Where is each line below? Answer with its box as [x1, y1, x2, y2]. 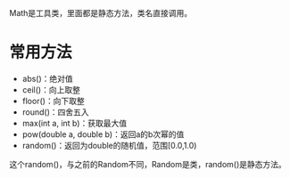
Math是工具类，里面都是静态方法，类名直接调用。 [9, 8, 193, 18]
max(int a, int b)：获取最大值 [21, 117, 128, 128]
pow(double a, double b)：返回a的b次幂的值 [21, 128, 185, 140]
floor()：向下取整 [21, 95, 85, 106]
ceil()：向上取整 [21, 84, 80, 95]
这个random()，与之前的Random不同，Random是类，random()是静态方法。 [9, 158, 287, 169]
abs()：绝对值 [21, 73, 73, 84]
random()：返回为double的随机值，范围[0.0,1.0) [21, 140, 197, 150]
